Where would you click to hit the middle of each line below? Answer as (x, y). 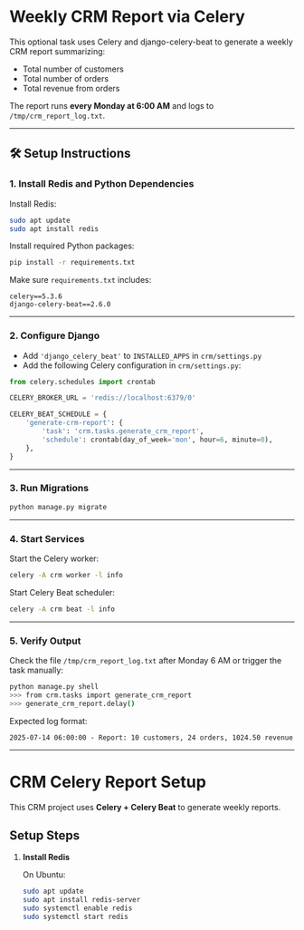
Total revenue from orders (71, 88)
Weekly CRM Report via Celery (128, 17)
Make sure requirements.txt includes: (81, 280)
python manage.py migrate (58, 507)
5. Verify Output (45, 641)
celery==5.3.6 (36, 296)
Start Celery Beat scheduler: (62, 592)
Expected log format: (48, 721)
